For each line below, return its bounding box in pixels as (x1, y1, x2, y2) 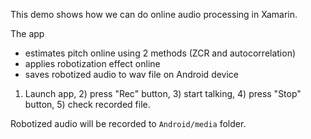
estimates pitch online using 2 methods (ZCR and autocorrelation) (24, 47, 297, 59)
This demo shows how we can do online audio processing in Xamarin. (10, 9, 298, 20)
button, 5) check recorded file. (24, 99, 151, 110)
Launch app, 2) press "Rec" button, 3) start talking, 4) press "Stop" (24, 88, 302, 99)
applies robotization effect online (24, 58, 161, 69)
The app (10, 28, 45, 39)
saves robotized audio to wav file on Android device (24, 69, 240, 80)
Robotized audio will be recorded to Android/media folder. (10, 118, 247, 129)
